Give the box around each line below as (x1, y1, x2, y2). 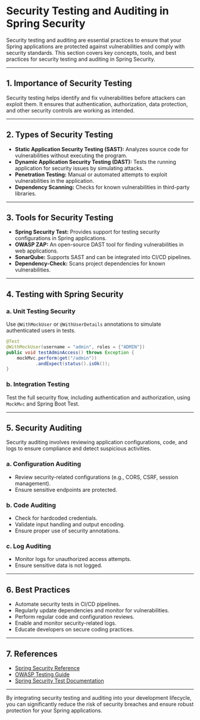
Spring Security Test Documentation (14, 677, 104, 684)
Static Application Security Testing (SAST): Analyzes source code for (14, 145, 189, 152)
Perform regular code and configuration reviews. (14, 613, 135, 621)
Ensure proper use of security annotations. (14, 527, 120, 534)
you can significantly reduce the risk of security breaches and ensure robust (6, 700, 194, 707)
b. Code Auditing (6, 501, 57, 509)
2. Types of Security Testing (6, 130, 113, 140)
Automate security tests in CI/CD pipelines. (14, 600, 121, 608)
